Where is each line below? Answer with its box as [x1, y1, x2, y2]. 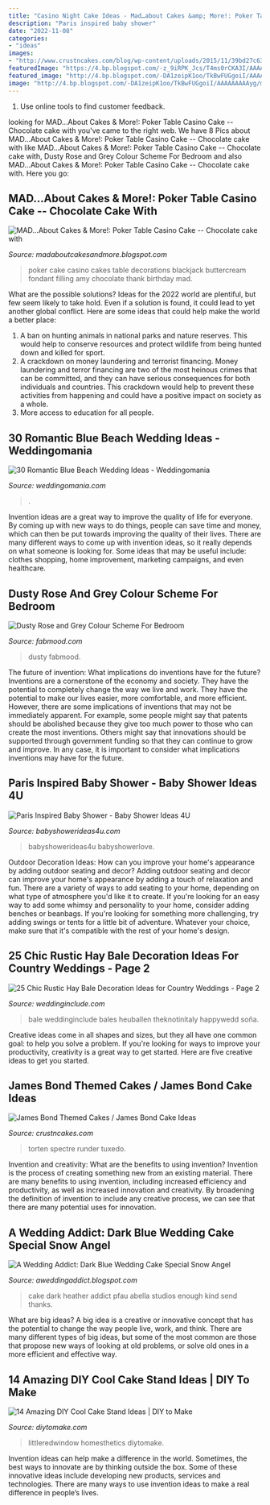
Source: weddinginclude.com [8, 998, 106, 1008]
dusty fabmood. [27, 652, 81, 661]
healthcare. [8, 563, 47, 573]
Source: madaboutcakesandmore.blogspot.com [8, 250, 167, 259]
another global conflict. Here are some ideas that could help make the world [8, 307, 260, 317]
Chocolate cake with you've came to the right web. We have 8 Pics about [8, 126, 251, 135]
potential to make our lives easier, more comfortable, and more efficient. [8, 693, 247, 703]
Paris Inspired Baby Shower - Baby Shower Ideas [8, 777, 257, 790]
